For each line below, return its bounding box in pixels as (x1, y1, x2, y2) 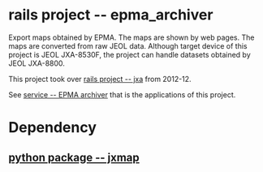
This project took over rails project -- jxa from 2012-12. (8, 74, 192, 84)
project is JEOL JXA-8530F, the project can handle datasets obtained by (8, 49, 252, 59)
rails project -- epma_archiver (8, 6, 213, 24)
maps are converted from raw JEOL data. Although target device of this (8, 41, 248, 50)
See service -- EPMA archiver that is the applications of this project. (8, 89, 236, 99)
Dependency (8, 118, 97, 137)
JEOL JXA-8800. (8, 58, 65, 68)
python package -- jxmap (8, 150, 140, 164)
